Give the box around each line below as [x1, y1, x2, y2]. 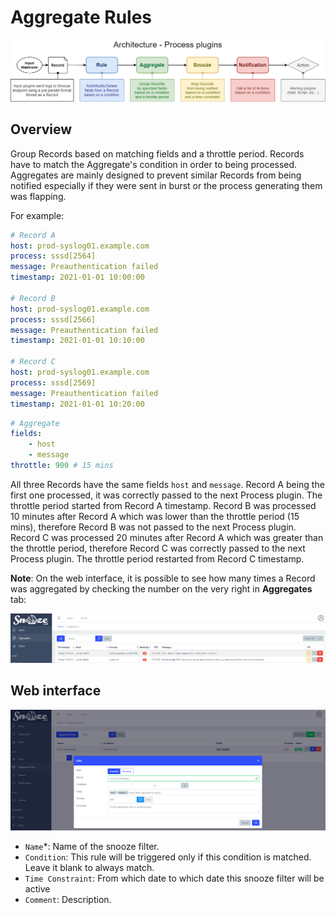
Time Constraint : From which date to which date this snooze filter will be [24, 872, 325, 884]
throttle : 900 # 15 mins [10, 461, 114, 471]
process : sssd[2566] [10, 314, 97, 325]
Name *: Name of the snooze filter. [24, 840, 160, 852]
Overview [10, 121, 73, 138]
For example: [10, 209, 65, 221]
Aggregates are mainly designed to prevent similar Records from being [10, 169, 302, 181]
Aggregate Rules [10, 6, 153, 29]
